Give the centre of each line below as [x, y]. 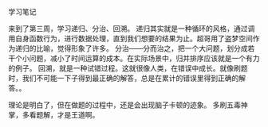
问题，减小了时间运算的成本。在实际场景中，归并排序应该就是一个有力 [144, 58]
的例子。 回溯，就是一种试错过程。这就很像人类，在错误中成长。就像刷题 [128, 68]
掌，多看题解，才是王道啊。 [54, 115]
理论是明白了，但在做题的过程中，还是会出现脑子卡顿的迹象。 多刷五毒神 [128, 105]
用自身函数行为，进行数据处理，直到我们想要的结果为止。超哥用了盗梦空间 [130, 38]
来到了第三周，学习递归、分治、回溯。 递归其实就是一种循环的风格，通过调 [132, 29]
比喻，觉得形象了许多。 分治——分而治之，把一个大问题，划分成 [142, 48]
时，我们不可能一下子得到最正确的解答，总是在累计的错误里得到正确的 [124, 78]
